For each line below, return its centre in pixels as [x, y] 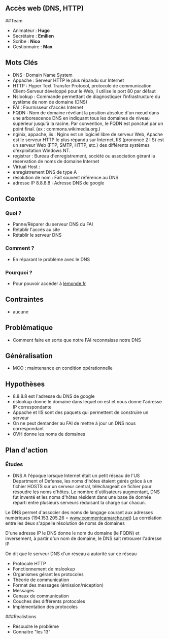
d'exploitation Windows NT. [41, 150]
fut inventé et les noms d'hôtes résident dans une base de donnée [82, 497]
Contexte [20, 199]
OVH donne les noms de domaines [49, 434]
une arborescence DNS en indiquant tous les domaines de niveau [81, 118]
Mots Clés [22, 63]
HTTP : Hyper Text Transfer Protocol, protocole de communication [82, 85]
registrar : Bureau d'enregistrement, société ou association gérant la [84, 156]
